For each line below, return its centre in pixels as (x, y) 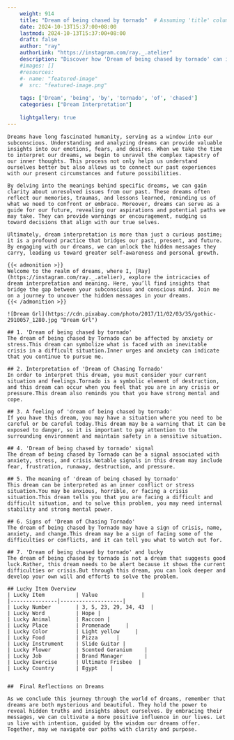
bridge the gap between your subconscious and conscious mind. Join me (113, 289)
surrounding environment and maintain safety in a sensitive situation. (115, 436)
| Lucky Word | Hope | (54, 613)
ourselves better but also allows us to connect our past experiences (112, 167)
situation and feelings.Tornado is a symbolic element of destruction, (113, 381)
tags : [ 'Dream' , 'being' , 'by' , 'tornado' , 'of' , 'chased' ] (109, 98)
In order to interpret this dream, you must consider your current (107, 375)
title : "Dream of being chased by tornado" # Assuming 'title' (115, 20)
